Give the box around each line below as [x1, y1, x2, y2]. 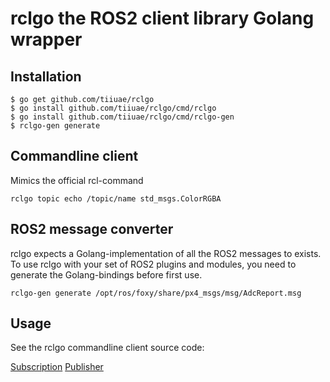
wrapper [10, 28, 83, 51]
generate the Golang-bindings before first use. [10, 268, 203, 281]
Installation [10, 68, 82, 85]
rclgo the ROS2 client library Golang [10, 7, 315, 30]
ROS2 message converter [10, 221, 174, 238]
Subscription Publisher [10, 361, 104, 373]
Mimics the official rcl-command [10, 174, 144, 186]
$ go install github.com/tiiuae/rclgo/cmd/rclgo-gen [10, 112, 235, 122]
